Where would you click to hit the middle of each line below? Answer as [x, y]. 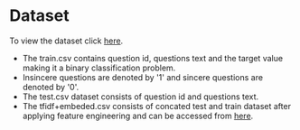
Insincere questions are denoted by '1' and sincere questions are [143, 77]
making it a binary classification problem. [99, 68]
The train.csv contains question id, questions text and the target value [152, 58]
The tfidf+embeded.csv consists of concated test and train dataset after [157, 106]
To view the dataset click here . [66, 41]
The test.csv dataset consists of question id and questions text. [141, 97]
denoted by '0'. [51, 87]
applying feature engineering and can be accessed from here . [138, 116]
